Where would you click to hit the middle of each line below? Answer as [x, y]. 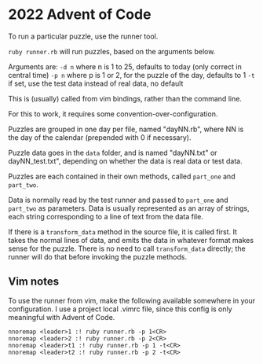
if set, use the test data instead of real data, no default [96, 83]
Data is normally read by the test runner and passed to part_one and [119, 200]
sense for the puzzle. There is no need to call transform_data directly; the [127, 248]
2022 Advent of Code [80, 15]
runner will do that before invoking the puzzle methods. [97, 256]
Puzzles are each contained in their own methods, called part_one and [122, 176]
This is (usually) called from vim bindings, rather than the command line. [125, 98]
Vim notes [34, 282]
